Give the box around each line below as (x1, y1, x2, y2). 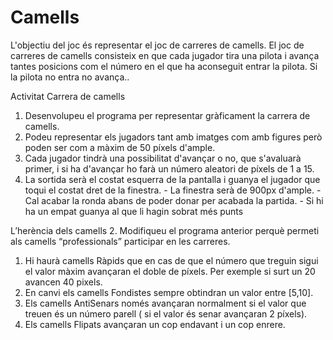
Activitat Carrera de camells (10, 90, 126, 102)
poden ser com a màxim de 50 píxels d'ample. (24, 141, 216, 153)
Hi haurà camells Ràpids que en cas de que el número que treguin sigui (24, 254, 319, 266)
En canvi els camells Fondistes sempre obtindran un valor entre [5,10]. (24, 286, 314, 298)
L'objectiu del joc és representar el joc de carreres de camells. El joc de (10, 39, 305, 51)
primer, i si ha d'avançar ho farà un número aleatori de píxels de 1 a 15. (24, 162, 315, 175)
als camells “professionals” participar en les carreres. (10, 235, 231, 247)
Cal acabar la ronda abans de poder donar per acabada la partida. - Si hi (24, 194, 324, 206)
